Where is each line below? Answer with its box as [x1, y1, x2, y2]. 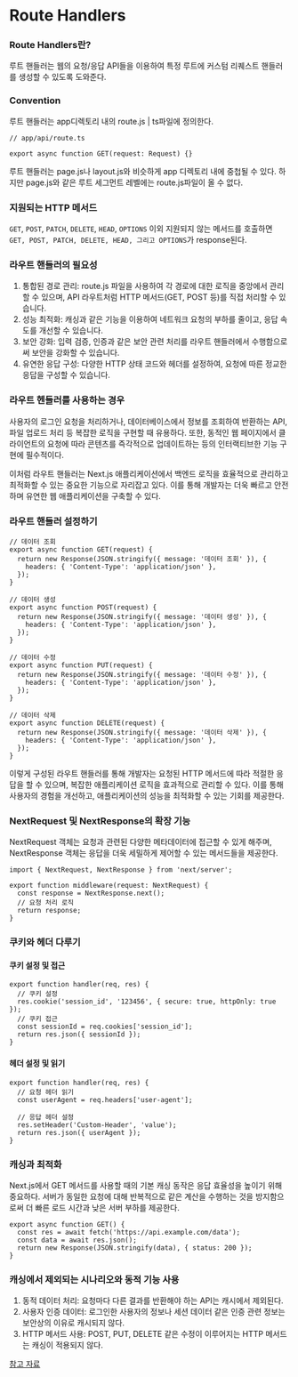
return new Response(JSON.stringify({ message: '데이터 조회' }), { [17, 554, 267, 563]
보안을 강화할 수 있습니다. [31, 348, 120, 358]
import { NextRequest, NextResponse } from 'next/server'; [9, 866, 233, 874]
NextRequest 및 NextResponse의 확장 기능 [9, 815, 191, 827]
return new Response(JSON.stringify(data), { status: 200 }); [17, 1243, 253, 1252]
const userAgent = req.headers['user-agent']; [17, 1095, 193, 1104]
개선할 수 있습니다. [38, 326, 104, 336]
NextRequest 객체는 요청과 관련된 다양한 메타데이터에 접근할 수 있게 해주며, [9, 837, 273, 848]
